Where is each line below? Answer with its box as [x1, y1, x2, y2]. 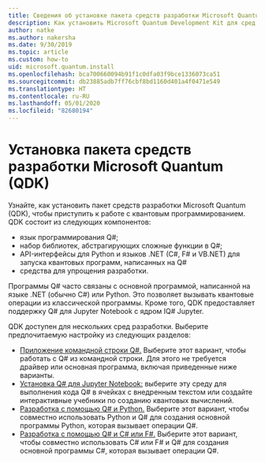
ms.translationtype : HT [8, 84, 87, 93]
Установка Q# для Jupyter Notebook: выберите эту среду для [19, 379, 227, 388]
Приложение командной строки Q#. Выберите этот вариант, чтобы [19, 345, 247, 355]
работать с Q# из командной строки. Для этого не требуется [19, 353, 227, 363]
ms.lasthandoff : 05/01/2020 [8, 99, 101, 107]
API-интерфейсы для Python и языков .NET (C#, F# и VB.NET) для [19, 249, 241, 259]
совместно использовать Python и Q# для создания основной [19, 412, 230, 422]
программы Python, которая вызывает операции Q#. [19, 420, 199, 430]
